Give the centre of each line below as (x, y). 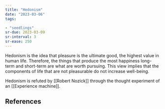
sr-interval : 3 (21, 37)
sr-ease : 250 (18, 42)
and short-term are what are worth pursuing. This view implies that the (87, 66)
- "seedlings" (20, 28)
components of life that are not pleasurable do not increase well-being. (77, 71)
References (23, 102)
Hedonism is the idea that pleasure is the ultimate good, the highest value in (82, 55)
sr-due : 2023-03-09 (25, 33)
